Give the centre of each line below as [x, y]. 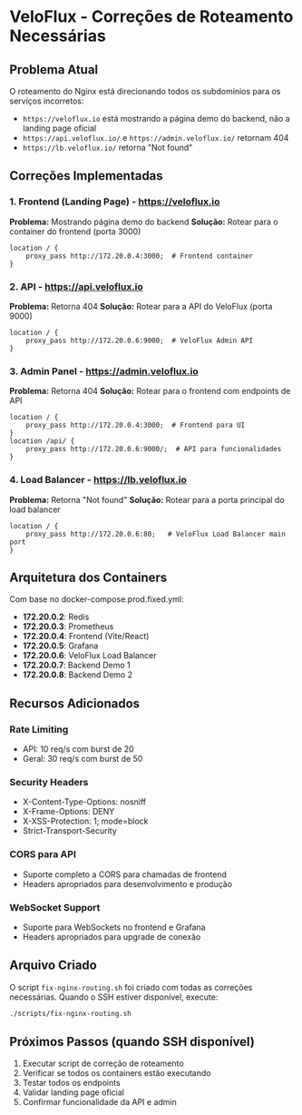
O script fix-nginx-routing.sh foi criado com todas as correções [131, 987]
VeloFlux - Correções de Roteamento [151, 17]
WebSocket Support [55, 907]
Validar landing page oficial [73, 1092]
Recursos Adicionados [75, 703]
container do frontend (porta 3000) [75, 231]
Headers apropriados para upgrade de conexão [112, 936]
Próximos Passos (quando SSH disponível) [132, 1042]
